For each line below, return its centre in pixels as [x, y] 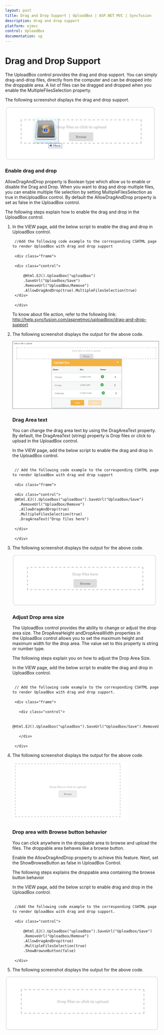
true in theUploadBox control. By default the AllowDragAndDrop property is [81, 197]
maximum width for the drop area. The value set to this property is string [85, 644]
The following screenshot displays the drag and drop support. [67, 100]
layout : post [18, 10]
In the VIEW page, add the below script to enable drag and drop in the [82, 887]
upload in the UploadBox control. [45, 441]
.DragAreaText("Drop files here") [54, 519]
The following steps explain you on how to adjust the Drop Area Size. [82, 658]
